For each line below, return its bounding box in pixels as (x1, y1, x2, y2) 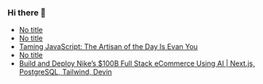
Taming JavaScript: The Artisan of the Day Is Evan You (18, 42, 198, 52)
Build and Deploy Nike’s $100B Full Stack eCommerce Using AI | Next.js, (18, 59, 255, 68)
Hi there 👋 (7, 7, 47, 18)
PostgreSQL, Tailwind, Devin (18, 67, 113, 77)
